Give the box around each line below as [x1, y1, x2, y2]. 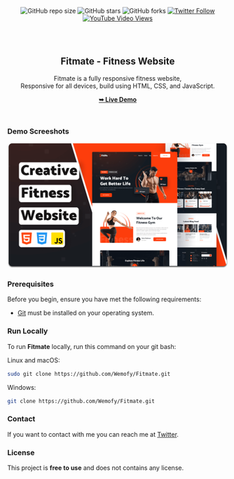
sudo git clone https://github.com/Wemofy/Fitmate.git [7, 370, 171, 377]
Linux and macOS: [7, 355, 60, 365]
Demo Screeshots [7, 126, 69, 136]
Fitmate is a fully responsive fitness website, [53, 74, 182, 82]
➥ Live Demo [98, 95, 137, 103]
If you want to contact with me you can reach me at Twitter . [7, 430, 179, 438]
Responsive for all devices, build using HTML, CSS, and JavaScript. [20, 81, 215, 90]
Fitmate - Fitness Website [60, 55, 175, 67]
